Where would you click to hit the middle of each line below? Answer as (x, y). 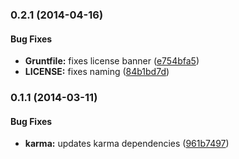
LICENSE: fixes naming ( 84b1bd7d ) (97, 72)
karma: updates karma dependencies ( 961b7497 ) (127, 144)
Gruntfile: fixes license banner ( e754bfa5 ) (112, 61)
